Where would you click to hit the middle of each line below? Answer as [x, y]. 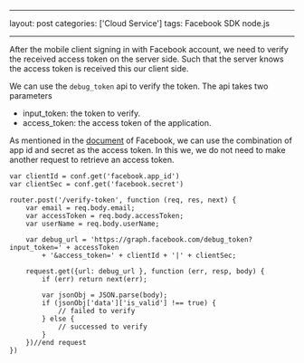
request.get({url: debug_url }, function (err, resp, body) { [145, 272]
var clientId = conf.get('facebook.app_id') [95, 177]
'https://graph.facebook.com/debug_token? [171, 240]
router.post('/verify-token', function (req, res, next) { [123, 200]
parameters [31, 96]
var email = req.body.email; [81, 208]
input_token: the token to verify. [81, 113]
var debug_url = [57, 240]
